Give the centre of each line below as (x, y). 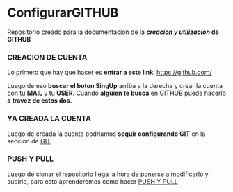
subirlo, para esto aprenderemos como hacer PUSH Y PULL (93, 181)
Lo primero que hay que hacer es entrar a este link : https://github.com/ (110, 72)
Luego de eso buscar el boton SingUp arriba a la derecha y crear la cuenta (115, 86)
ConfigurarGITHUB (63, 13)
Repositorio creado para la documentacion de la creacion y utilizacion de (113, 32)
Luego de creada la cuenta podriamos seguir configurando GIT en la (106, 134)
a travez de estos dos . (40, 101)
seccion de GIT (29, 141)
